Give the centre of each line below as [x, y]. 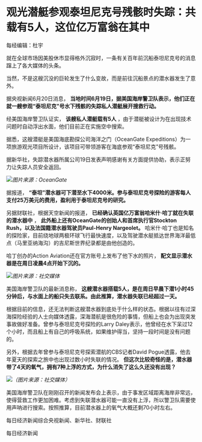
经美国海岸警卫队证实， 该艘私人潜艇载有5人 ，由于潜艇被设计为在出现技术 [99, 118]
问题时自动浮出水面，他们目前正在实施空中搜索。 [67, 126]
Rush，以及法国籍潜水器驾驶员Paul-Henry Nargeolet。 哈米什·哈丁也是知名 [100, 228]
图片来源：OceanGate [40, 180]
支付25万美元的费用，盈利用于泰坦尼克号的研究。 [68, 200]
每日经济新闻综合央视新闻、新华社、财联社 [59, 420]
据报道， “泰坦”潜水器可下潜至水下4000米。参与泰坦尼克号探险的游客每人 [99, 192]
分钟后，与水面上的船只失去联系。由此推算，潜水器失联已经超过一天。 [93, 296]
